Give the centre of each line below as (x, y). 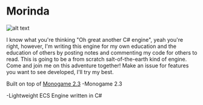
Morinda (28, 11)
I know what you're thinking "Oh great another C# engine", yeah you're (95, 39)
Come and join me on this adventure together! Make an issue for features (98, 66)
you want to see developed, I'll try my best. (60, 72)
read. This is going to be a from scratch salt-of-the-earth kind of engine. (97, 59)
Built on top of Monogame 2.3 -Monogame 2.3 (64, 84)
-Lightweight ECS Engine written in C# (54, 95)
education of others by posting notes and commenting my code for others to (102, 52)
